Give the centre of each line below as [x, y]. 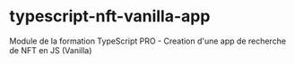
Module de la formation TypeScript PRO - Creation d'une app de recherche [148, 41]
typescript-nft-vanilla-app [110, 16]
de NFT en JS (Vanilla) [51, 50]
